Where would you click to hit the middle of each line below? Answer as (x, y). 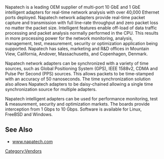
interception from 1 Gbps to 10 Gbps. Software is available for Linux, (73, 109)
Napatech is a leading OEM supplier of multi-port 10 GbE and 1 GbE (73, 7)
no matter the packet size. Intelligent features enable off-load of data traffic (81, 28)
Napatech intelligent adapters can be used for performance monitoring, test (82, 99)
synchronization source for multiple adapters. (51, 89)
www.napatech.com (32, 141)
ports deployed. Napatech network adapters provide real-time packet (75, 17)
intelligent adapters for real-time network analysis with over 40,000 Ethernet (82, 12)
